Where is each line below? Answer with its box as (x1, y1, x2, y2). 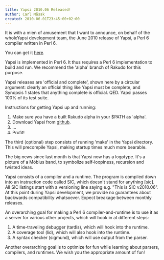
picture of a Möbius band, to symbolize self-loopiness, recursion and (5, 159, 144, 165)
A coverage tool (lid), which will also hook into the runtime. (12, 230, 131, 235)
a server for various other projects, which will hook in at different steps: (5, 215, 149, 221)
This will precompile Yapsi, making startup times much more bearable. (5, 144, 147, 150)
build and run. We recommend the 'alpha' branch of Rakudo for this (5, 64, 141, 70)
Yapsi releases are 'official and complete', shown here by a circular (5, 79, 140, 85)
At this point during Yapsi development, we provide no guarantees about (5, 190, 151, 196)
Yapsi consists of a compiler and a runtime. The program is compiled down (5, 174, 156, 180)
